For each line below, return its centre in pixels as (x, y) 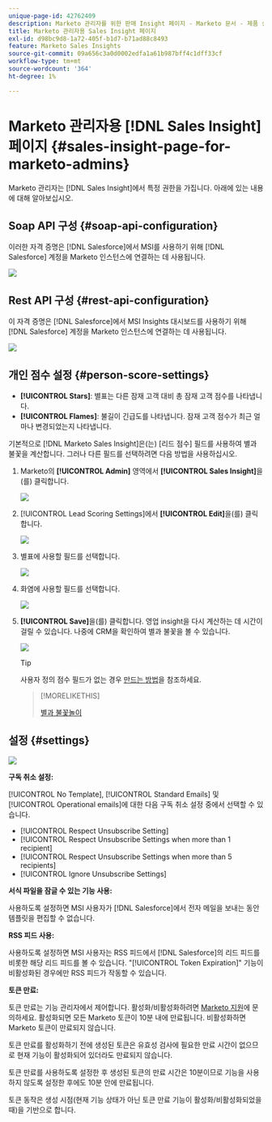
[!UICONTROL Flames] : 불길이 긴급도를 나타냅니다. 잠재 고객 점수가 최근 (136, 416)
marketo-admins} (69, 164)
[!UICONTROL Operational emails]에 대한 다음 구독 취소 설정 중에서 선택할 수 (132, 804)
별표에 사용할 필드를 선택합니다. (70, 556)
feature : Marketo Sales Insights (65, 46)
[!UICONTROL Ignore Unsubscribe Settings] (93, 874)
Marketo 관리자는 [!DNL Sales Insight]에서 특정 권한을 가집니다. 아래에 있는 (129, 188)
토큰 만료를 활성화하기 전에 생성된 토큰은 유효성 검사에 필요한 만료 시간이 (123, 1045)
